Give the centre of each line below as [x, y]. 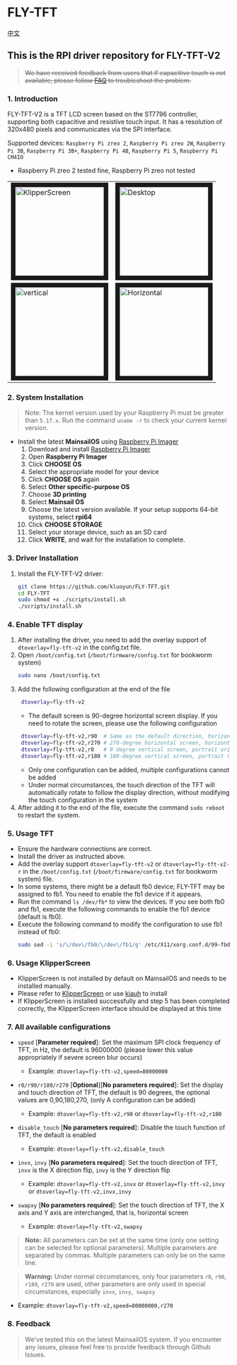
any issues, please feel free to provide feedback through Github [117, 1347]
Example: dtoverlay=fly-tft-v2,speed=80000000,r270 [95, 1305]
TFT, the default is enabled [57, 1135]
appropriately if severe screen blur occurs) [80, 1058]
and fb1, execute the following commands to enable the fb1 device [114, 909]
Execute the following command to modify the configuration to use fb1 [120, 924]
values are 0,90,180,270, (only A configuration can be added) [106, 1100]
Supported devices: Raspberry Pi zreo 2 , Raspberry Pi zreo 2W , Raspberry [116, 143]
